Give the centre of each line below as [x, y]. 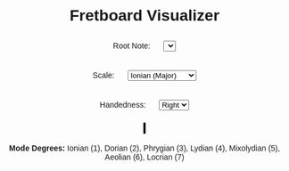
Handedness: [123, 105]
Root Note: [132, 45]
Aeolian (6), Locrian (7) [144, 157]
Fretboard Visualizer [144, 16]
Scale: [103, 75]
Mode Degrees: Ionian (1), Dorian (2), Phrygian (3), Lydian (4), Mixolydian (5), [144, 148]
